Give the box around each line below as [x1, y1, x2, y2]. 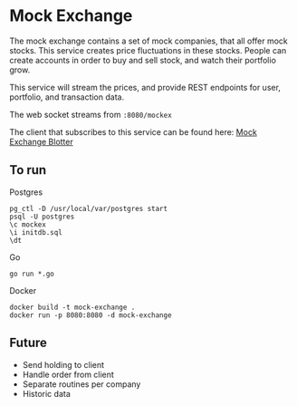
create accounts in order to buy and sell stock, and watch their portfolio [9, 54, 276, 65]
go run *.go [9, 269, 54, 278]
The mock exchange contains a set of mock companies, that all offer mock [9, 35, 288, 46]
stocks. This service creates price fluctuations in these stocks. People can [9, 44, 287, 55]
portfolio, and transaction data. [9, 92, 125, 102]
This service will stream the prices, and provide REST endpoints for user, [9, 82, 281, 92]
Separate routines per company [22, 378, 141, 390]
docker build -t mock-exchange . [9, 303, 136, 312]
